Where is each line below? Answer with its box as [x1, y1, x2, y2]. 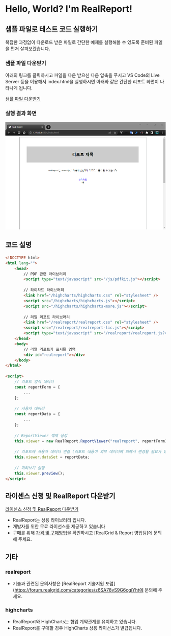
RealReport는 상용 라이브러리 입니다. [12, 517, 87, 523]
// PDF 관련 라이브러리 [23, 271, 67, 277]
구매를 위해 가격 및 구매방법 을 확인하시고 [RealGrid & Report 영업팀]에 [12, 530, 153, 536]
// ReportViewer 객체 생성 [14, 433, 68, 438]
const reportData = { [14, 412, 60, 417]
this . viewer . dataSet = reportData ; [14, 455, 90, 460]
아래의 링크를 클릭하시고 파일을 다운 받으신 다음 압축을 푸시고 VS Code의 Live [5, 72, 160, 78]
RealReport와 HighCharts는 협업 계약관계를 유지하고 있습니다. [12, 619, 137, 625]
